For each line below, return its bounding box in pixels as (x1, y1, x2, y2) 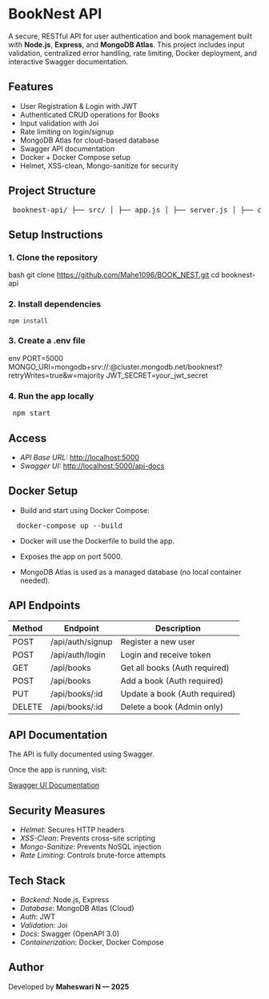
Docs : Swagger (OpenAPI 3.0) (19, 929, 120, 939)
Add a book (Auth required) (120, 675, 224, 686)
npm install (8, 317, 48, 325)
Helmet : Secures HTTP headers (19, 825, 125, 835)
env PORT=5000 (8, 353, 64, 363)
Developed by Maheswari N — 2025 (8, 981, 130, 991)
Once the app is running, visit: (8, 765, 107, 775)
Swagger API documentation (19, 143, 115, 153)
